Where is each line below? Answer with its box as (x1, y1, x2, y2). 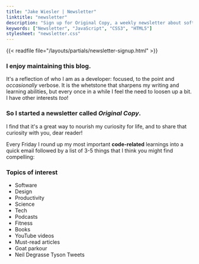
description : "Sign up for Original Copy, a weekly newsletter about (6, 20, 182, 26)
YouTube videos (14, 232, 54, 240)
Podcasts (14, 213, 38, 221)
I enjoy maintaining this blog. (6, 62, 91, 70)
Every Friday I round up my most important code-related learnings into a (6, 140, 184, 147)
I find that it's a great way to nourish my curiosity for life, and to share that (6, 122, 187, 130)
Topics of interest (6, 168, 58, 176)
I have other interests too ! (6, 95, 69, 102)
